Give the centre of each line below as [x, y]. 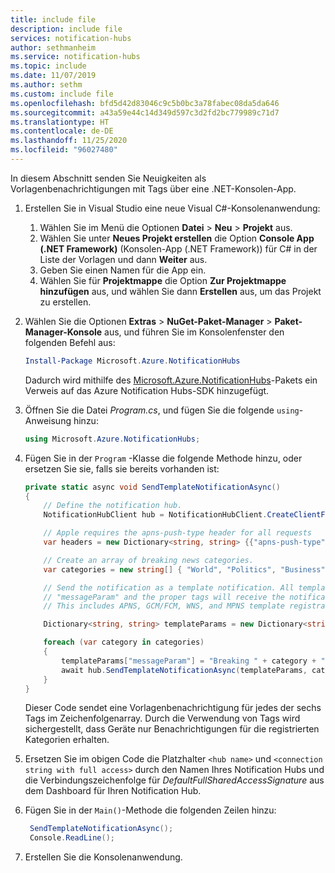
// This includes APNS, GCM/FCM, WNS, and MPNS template [164, 606]
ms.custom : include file [62, 94]
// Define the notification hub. [113, 506]
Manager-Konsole [63, 332]
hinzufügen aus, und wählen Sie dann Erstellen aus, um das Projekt [180, 291]
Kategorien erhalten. [67, 740]
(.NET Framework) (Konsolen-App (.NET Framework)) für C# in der [178, 248]
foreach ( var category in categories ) [124, 642]
